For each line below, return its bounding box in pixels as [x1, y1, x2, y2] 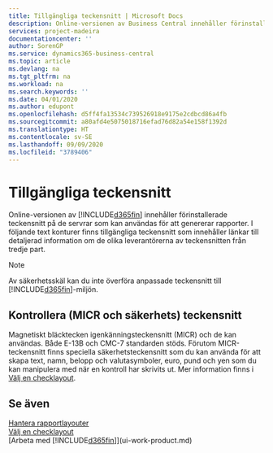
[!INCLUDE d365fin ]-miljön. [8, 285, 99, 294]
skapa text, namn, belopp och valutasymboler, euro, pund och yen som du [8, 355, 258, 366]
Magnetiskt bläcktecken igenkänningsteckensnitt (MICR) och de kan [8, 330, 237, 340]
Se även [8, 396, 50, 411]
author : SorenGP [8, 42, 63, 50]
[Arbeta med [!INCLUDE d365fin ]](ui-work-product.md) [8, 435, 193, 445]
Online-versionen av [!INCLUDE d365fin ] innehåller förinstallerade [8, 210, 227, 220]
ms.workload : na [8, 80, 63, 88]
